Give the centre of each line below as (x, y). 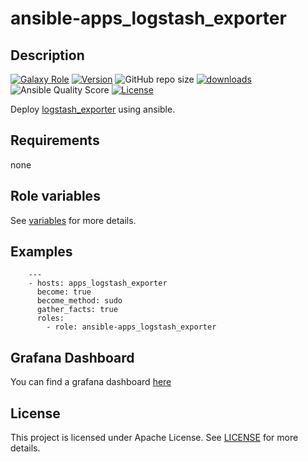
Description (47, 55)
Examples (41, 252)
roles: (50, 318)
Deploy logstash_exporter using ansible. (93, 109)
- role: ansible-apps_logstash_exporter (131, 327)
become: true (64, 292)
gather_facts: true (77, 310)
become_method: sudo (79, 301)
